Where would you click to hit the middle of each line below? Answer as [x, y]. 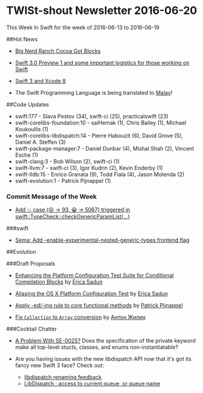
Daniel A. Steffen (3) [40, 142]
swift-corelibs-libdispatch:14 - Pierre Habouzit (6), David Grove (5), [99, 135]
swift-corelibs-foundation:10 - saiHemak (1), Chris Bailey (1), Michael [101, 123]
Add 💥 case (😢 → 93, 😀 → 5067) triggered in [72, 210]
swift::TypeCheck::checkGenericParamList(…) [72, 217]
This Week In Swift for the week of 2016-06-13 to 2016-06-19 [83, 27]
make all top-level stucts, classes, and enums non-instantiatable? [97, 347]
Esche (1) [26, 155]
